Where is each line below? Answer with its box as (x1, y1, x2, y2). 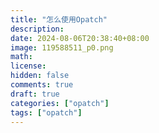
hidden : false (10, 71, 70, 81)
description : (10, 24, 65, 34)
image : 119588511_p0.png (10, 42, 114, 53)
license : (10, 61, 47, 71)
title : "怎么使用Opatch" (10, 14, 108, 25)
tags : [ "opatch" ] (10, 107, 83, 118)
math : (10, 52, 33, 62)
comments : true (10, 80, 74, 90)
